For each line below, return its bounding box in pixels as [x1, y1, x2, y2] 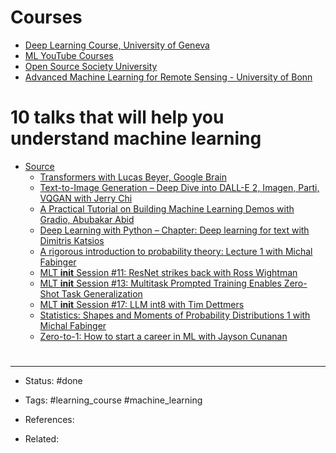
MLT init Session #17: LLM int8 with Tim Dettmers [39, 298, 245, 310]
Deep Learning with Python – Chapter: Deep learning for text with [39, 224, 310, 236]
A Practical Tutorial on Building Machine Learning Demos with [39, 202, 295, 215]
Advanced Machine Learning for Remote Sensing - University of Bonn [24, 71, 313, 83]
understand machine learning [10, 127, 262, 150]
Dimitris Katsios [39, 234, 105, 246]
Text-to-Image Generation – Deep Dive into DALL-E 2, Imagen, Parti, [39, 181, 320, 193]
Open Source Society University [24, 60, 158, 72]
